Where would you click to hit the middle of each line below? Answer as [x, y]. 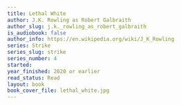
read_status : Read [34, 78]
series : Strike [29, 46]
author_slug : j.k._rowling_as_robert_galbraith [77, 26]
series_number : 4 [32, 59]
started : [20, 65]
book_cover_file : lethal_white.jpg [58, 90]
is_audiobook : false [37, 33]
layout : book [26, 84]
